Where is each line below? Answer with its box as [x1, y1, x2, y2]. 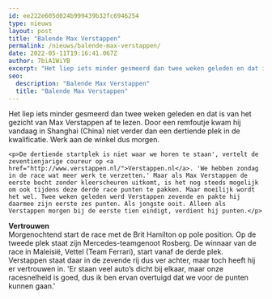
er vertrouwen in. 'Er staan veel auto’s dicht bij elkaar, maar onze [8, 264, 224, 274]
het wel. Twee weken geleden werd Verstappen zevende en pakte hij [8, 193, 241, 201]
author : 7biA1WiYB [8, 57, 70, 65]
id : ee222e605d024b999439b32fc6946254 [8, 11, 139, 20]
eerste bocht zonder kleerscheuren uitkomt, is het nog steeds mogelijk [8, 179, 259, 187]
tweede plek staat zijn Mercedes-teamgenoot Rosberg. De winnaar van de [8, 238, 257, 248]
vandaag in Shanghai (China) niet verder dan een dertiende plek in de [8, 126, 240, 136]
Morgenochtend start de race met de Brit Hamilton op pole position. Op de [8, 230, 257, 239]
